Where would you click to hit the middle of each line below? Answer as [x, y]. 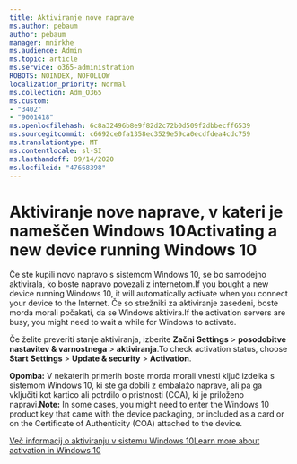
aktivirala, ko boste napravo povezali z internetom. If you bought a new [139, 284]
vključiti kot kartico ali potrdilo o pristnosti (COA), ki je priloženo [127, 395]
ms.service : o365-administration [72, 68]
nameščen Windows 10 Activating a [144, 231]
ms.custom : [30, 101]
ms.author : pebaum [44, 26]
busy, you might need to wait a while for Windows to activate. [123, 322]
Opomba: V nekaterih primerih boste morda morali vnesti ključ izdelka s [142, 376]
